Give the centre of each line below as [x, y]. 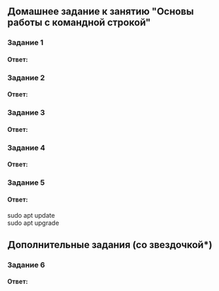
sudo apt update [31, 215]
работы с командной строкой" [79, 23]
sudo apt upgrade [33, 223]
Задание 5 [26, 182]
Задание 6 [26, 265]
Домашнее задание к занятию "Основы [101, 12]
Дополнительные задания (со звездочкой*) [110, 245]
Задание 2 [26, 78]
